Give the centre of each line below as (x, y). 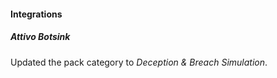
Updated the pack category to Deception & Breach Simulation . (139, 62)
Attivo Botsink (40, 37)
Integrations (36, 14)
